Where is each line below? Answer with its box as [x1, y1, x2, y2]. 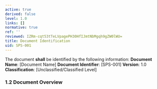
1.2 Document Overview [5, 78, 63, 85]
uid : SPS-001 [5, 43, 31, 48]
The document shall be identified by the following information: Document [5, 56, 152, 62]
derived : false [5, 12, 36, 16]
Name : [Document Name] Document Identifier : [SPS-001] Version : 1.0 [5, 61, 147, 67]
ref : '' [5, 30, 21, 34]
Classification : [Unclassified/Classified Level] [5, 66, 97, 73]
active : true [5, 7, 31, 12]
